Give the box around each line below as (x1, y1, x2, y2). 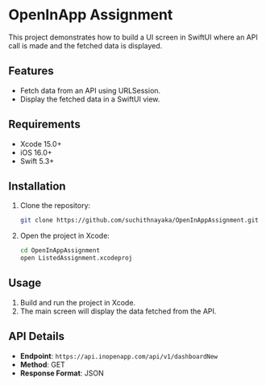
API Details (8, 330, 64, 343)
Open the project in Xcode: (19, 231, 110, 241)
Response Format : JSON (19, 368, 105, 378)
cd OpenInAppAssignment (19, 247, 101, 255)
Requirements (8, 118, 81, 131)
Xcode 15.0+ (19, 139, 62, 148)
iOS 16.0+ (19, 147, 52, 157)
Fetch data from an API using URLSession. (19, 85, 161, 95)
